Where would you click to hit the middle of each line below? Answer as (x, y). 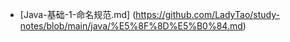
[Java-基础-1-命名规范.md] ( (78, 14)
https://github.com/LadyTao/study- (207, 14)
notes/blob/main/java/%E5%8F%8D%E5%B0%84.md (131, 26)
